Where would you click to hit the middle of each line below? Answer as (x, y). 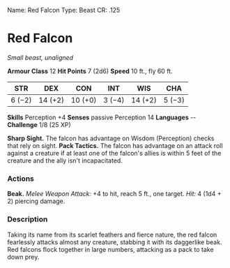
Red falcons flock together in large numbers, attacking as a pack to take (110, 249)
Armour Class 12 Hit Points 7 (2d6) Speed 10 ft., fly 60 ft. (90, 71)
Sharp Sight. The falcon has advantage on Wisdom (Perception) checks (111, 138)
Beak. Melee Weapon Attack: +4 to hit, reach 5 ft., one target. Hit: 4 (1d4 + (114, 194)
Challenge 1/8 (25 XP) (39, 124)
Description (28, 219)
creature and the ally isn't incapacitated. (65, 161)
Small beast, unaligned (40, 57)
